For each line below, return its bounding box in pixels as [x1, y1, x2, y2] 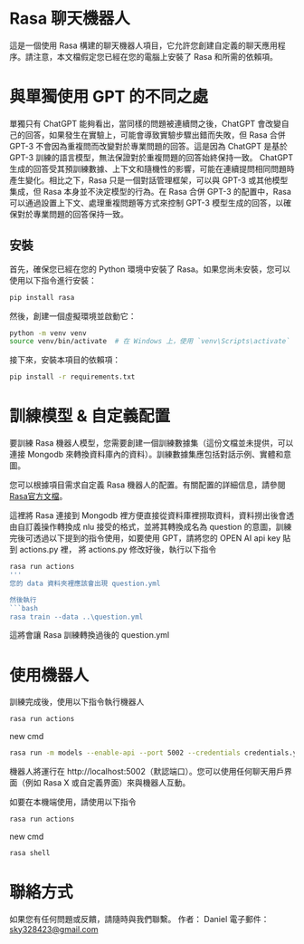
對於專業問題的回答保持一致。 [16, 208, 128, 219]
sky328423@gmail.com [9, 923, 99, 934]
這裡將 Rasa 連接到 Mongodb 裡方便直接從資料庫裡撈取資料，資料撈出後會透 [9, 510, 295, 521]
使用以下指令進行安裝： [9, 275, 97, 285]
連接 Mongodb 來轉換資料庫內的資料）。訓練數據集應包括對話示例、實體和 [9, 449, 284, 460]
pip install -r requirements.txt [9, 372, 136, 381]
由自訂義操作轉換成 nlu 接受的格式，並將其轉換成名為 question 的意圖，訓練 [9, 522, 292, 533]
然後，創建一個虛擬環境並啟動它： [9, 310, 137, 322]
